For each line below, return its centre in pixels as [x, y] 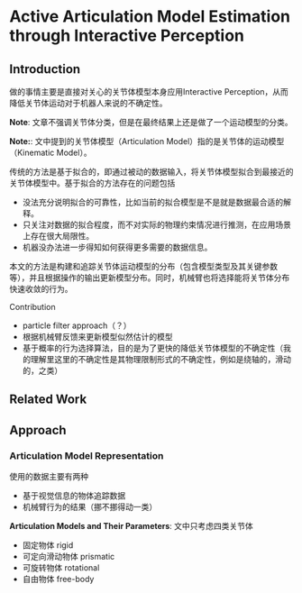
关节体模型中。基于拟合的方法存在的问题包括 [92, 183]
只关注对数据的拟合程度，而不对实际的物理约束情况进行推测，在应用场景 [156, 224]
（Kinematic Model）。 [50, 152]
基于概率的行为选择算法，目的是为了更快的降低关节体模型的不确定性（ [153, 348]
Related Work [48, 400]
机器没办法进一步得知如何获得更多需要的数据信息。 [117, 247]
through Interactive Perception [127, 36]
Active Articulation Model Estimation [150, 17]
